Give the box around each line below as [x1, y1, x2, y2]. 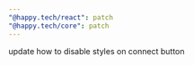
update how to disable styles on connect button [8, 45, 185, 56]
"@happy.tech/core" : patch [8, 21, 110, 30]
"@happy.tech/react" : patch [8, 12, 114, 22]
